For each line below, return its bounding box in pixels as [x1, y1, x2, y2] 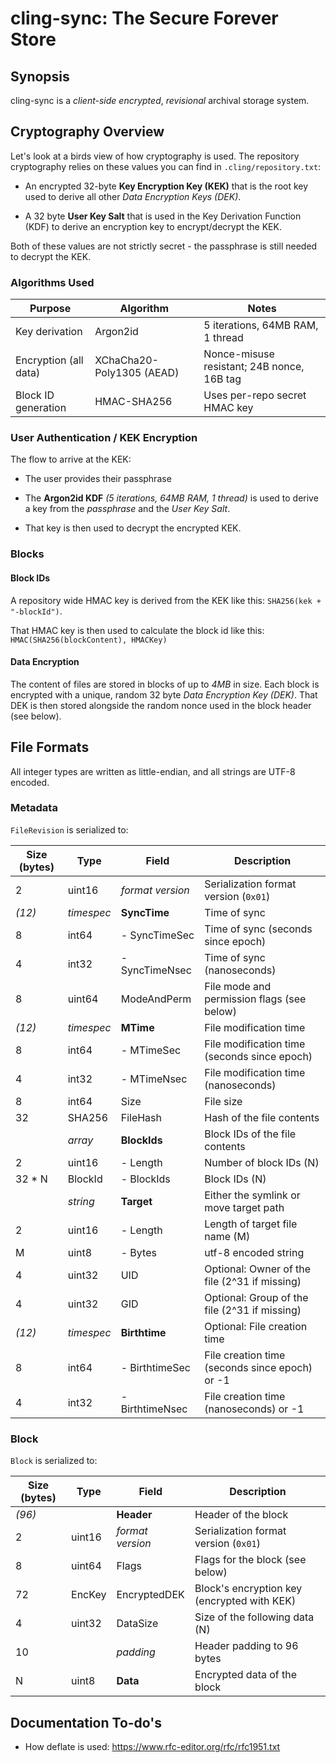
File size [204, 1094, 243, 1108]
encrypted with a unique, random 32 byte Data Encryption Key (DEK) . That [10, 688, 318, 701]
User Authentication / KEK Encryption [10, 431, 198, 445]
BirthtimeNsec [120, 1402, 188, 1416]
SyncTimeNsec [120, 963, 192, 977]
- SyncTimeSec [120, 928, 195, 942]
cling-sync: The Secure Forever [10, 7, 279, 30]
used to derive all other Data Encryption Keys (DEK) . [24, 190, 242, 202]
